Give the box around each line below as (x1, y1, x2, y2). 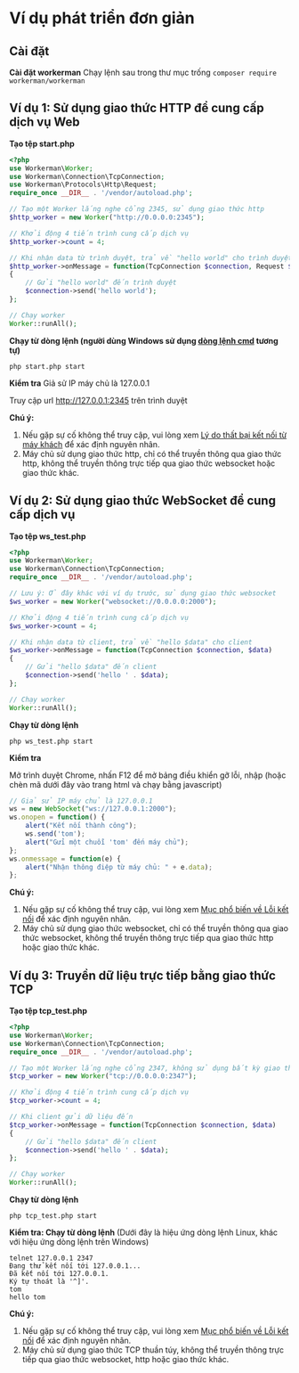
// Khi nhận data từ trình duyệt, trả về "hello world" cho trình (9, 253, 269, 262)
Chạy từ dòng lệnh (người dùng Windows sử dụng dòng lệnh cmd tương (9, 335, 279, 346)
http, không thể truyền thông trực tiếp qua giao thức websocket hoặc (21, 458, 276, 469)
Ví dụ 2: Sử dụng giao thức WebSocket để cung (9, 494, 276, 509)
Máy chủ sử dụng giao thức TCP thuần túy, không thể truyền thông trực (21, 1344, 285, 1355)
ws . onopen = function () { (9, 813, 105, 822)
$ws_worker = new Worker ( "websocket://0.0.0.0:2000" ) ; (9, 597, 217, 606)
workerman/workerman (9, 77, 86, 86)
